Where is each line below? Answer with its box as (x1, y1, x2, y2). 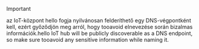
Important (6, 5, 31, 12)
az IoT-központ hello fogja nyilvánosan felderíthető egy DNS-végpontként (6, 17, 191, 24)
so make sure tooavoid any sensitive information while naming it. (6, 36, 169, 43)
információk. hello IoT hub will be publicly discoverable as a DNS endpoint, (6, 30, 193, 37)
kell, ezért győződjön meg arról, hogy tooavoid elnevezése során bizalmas (6, 24, 193, 30)
